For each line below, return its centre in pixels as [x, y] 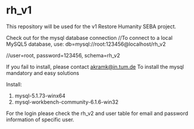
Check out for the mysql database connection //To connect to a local [89, 38]
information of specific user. [40, 119]
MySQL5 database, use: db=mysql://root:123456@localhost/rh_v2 [86, 44]
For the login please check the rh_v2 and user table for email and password [97, 113]
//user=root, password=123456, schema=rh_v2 [63, 55]
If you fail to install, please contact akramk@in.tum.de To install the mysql [95, 67]
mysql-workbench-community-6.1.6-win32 [66, 102]
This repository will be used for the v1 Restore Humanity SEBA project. [91, 26]
